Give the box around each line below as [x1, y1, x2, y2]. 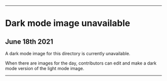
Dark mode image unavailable [5, 18, 131, 29]
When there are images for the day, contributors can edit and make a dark [5, 60, 157, 66]
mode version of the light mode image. [5, 66, 84, 71]
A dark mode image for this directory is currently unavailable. [5, 51, 131, 56]
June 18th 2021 [5, 37, 54, 46]
